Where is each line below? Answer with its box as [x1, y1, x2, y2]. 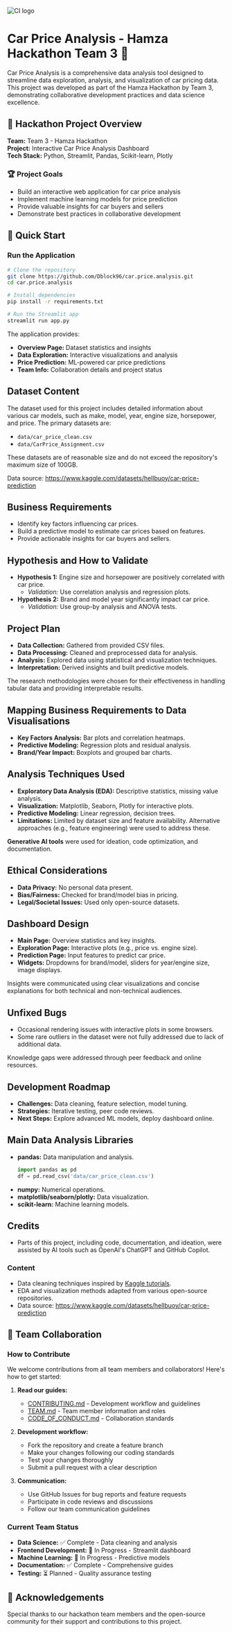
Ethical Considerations [7, 865, 107, 876]
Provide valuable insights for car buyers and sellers [17, 202, 164, 211]
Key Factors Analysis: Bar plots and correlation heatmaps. [17, 733, 186, 742]
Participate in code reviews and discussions [27, 1497, 154, 1506]
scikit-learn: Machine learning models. [17, 1200, 130, 1208]
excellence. [7, 98, 40, 106]
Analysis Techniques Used [7, 768, 125, 781]
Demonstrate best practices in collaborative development [17, 210, 181, 218]
